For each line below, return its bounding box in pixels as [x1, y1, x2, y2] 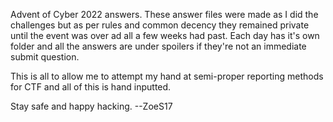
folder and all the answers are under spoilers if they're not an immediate [10, 40, 307, 52]
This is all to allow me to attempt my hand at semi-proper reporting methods [10, 70, 324, 82]
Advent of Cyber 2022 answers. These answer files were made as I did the [10, 9, 319, 20]
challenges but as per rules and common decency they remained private [10, 19, 310, 31]
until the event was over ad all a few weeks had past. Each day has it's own [10, 30, 320, 41]
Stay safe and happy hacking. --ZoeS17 [10, 100, 173, 112]
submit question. [10, 51, 80, 63]
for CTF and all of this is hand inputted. [10, 81, 172, 93]
